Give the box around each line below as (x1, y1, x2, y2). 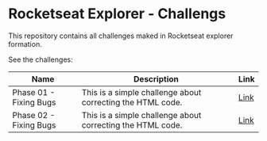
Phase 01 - (12, 86, 56, 97)
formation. (8, 39, 42, 48)
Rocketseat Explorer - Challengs (8, 5, 226, 23)
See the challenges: (8, 55, 73, 64)
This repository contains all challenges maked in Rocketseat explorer (8, 31, 234, 40)
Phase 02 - (12, 109, 56, 120)
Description (133, 73, 179, 84)
